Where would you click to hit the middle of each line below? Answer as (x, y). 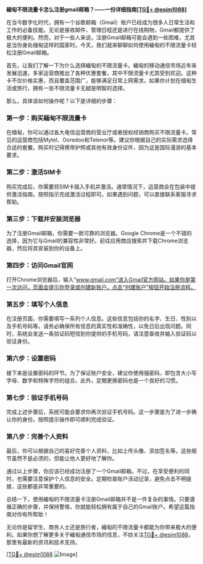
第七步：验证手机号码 (37, 397)
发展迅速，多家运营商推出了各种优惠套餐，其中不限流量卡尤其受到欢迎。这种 (101, 73)
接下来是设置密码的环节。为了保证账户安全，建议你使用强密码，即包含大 (96, 373)
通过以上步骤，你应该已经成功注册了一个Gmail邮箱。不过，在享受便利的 (95, 472)
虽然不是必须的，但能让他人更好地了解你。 (64, 458)
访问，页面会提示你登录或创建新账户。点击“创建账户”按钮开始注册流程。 (106, 287)
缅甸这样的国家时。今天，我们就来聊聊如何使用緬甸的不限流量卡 (112, 45)
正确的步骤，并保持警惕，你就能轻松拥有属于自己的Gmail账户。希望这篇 (101, 507)
